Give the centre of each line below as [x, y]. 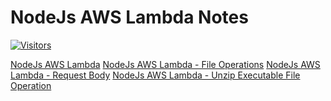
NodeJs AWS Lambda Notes [129, 17]
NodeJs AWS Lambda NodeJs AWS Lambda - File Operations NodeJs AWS [165, 64]
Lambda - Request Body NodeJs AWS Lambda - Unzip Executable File [155, 75]
